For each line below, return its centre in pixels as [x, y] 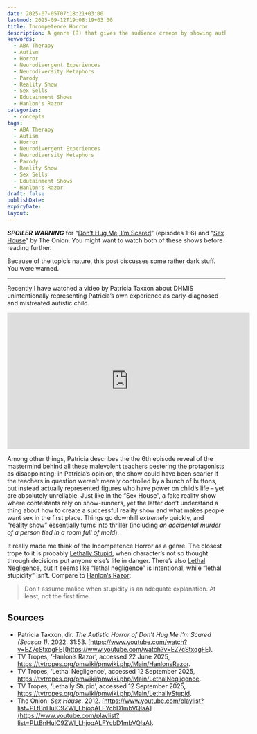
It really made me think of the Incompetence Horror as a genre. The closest [115, 546]
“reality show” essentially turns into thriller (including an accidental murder [114, 525]
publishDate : [26, 200]
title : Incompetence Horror [48, 26]
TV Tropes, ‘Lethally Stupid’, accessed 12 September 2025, [101, 686]
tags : [15, 123]
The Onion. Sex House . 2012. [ [61, 701]
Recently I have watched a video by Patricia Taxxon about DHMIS [100, 288]
